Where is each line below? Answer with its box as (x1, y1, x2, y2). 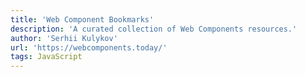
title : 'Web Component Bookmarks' (10, 14, 155, 25)
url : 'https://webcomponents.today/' (10, 42, 168, 53)
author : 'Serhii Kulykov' (10, 33, 118, 43)
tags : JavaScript (10, 52, 83, 62)
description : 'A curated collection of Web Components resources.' (10, 24, 298, 34)
